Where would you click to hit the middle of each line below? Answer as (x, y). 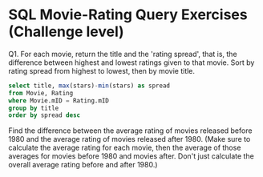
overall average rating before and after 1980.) (83, 165)
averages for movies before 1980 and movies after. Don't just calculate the (131, 156)
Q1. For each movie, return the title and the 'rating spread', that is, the (123, 54)
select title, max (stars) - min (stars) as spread (89, 86)
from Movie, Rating (41, 93)
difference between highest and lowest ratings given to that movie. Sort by (131, 62)
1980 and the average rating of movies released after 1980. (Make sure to (129, 139)
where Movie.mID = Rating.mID (59, 101)
